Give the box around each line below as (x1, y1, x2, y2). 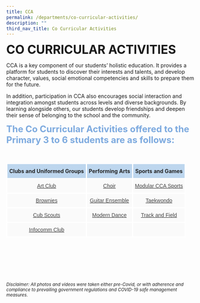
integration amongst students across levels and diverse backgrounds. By (6, 99, 187, 106)
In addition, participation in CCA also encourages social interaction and (6, 92, 182, 100)
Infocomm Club (29, 226, 65, 233)
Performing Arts (88, 167, 130, 175)
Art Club (37, 182, 56, 190)
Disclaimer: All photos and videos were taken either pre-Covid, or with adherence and (6, 281, 184, 288)
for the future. (6, 81, 41, 88)
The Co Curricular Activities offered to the (6, 124, 190, 135)
